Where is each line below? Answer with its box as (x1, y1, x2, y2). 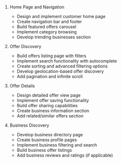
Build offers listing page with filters (16, 53, 87, 59)
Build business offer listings (16, 147, 72, 153)
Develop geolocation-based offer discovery (16, 68, 104, 74)
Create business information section (16, 108, 90, 114)
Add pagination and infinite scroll (16, 74, 83, 79)
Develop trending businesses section (16, 34, 91, 40)
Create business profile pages (16, 137, 77, 143)
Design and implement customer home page (16, 14, 106, 19)
